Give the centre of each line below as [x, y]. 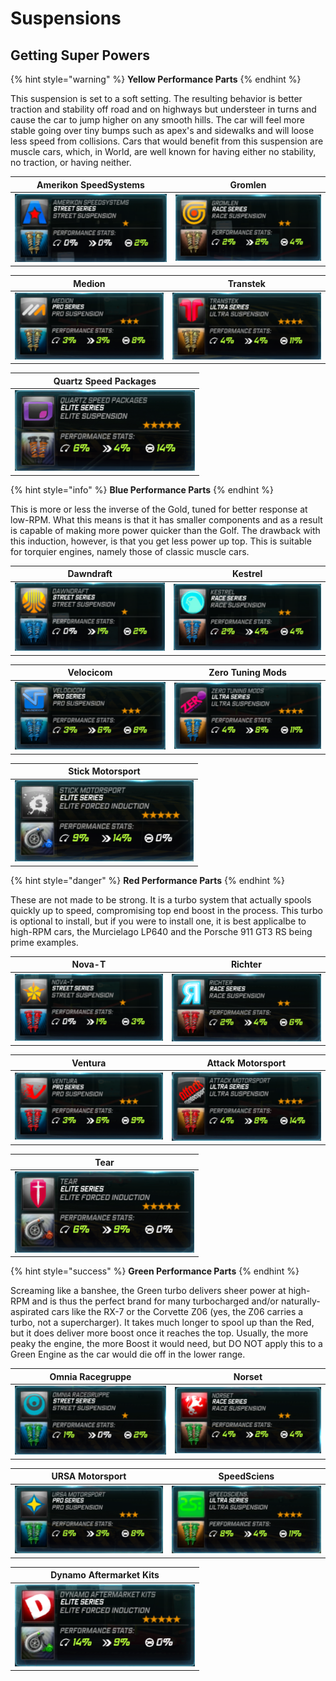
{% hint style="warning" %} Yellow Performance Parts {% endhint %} [156, 79]
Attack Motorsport [246, 1063]
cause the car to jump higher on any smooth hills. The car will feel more [157, 120]
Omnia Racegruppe [90, 1376]
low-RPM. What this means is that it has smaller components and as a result [166, 519]
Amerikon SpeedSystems [90, 184]
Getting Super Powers [80, 55]
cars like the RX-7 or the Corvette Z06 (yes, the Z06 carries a [177, 1312]
